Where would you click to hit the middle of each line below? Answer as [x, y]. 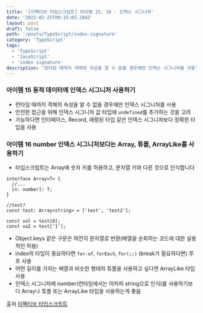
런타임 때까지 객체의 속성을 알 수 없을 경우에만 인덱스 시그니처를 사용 [95, 104]
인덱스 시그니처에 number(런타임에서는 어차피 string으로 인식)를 [91, 283]
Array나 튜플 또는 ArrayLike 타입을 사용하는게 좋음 [81, 291]
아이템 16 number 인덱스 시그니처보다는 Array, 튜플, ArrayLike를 [97, 144]
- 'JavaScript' [31, 57]
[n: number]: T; [32, 189]
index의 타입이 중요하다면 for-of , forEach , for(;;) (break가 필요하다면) [101, 253]
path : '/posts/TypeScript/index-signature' [62, 34]
